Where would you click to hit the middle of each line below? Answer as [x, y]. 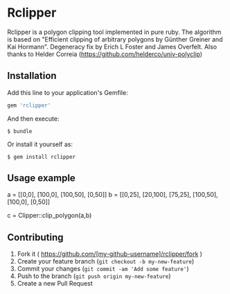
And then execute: [33, 119]
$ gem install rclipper [42, 157]
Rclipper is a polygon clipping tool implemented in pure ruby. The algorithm [114, 32]
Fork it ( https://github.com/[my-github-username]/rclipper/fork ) [110, 254]
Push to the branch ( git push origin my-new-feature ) [94, 276]
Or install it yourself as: [40, 144]
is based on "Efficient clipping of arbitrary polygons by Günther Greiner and [115, 39]
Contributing [35, 237]
